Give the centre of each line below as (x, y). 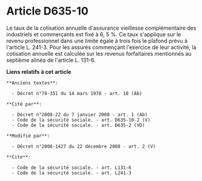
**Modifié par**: (28, 136)
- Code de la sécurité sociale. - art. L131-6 (72, 168)
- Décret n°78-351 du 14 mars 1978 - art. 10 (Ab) (77, 93)
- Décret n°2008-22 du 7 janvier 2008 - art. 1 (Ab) (80, 114)
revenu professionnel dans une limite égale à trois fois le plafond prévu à (97, 41)
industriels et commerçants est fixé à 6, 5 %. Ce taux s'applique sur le (94, 34)
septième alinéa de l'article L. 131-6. (51, 60)
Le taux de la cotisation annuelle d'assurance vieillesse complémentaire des (101, 28)
